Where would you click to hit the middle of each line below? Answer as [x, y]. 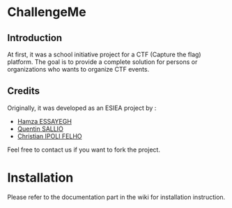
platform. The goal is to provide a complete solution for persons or [102, 62]
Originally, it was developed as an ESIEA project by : [82, 108]
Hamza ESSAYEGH [44, 121]
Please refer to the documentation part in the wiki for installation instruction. [116, 197]
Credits [24, 91]
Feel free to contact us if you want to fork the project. [84, 150]
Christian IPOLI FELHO [49, 136]
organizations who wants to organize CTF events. [78, 69]
